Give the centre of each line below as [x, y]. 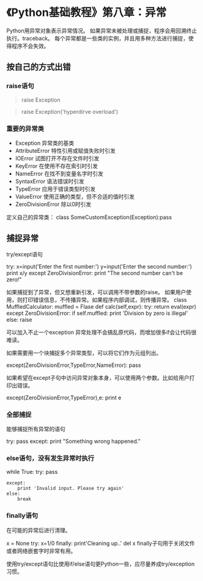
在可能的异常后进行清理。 [39, 530]
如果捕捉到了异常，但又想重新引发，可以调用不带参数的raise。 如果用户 [96, 292]
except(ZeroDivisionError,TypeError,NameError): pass [74, 365]
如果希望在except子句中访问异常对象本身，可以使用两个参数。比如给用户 [98, 377]
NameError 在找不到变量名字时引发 [59, 173]
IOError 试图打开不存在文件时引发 [57, 158]
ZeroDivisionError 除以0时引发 [53, 204]
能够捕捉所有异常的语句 [36, 429]
